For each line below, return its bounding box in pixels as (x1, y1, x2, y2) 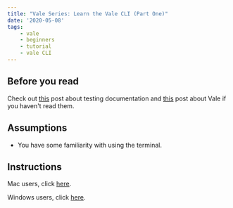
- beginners (20, 37, 55, 44)
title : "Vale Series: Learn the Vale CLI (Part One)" (7, 10, 169, 18)
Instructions (7, 161, 62, 173)
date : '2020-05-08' (7, 17, 65, 24)
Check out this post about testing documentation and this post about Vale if (7, 94, 227, 103)
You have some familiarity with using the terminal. (17, 141, 162, 149)
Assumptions (7, 122, 68, 134)
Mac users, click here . (7, 180, 72, 188)
